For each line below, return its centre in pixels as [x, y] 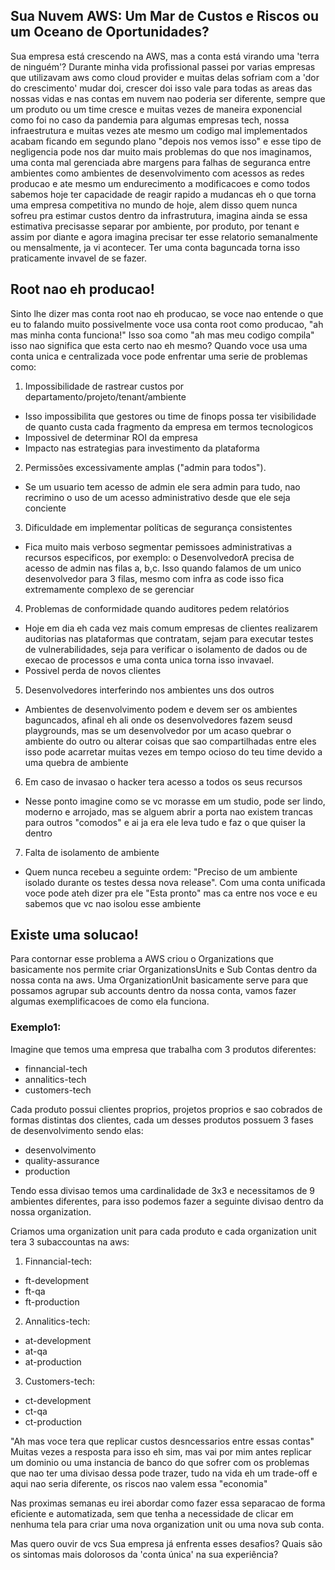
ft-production [52, 1301]
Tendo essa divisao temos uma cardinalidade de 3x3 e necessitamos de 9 [163, 1190]
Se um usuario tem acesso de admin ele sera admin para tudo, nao [162, 486]
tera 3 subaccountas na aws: [70, 1241]
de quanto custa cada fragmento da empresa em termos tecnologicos [169, 426]
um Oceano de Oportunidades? [110, 32]
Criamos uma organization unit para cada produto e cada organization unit [163, 1231]
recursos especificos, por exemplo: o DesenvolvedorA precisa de [159, 557]
